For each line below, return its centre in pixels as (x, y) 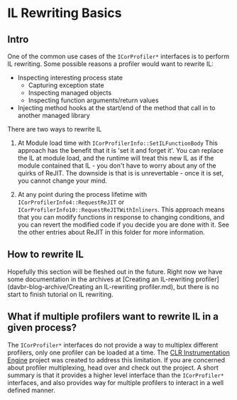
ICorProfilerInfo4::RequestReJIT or (71, 202)
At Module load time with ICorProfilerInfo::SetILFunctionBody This (117, 143)
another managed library (54, 115)
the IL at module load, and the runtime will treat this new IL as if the (116, 158)
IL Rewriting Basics (65, 13)
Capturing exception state (66, 85)
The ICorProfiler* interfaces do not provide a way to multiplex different (113, 345)
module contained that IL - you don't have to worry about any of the (117, 166)
